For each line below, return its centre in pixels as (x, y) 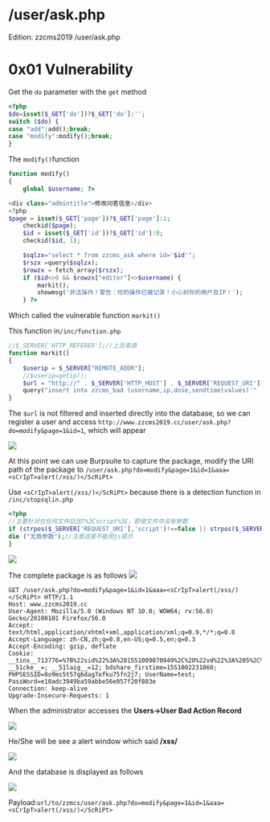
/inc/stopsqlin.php (41, 500)
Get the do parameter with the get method (78, 92)
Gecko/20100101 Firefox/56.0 (57, 618)
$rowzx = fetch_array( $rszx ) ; (74, 270)
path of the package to (46, 470)
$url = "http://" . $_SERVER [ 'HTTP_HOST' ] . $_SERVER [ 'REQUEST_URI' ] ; (143, 383)
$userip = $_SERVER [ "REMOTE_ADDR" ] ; (84, 368)
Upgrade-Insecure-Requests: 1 (59, 695)
